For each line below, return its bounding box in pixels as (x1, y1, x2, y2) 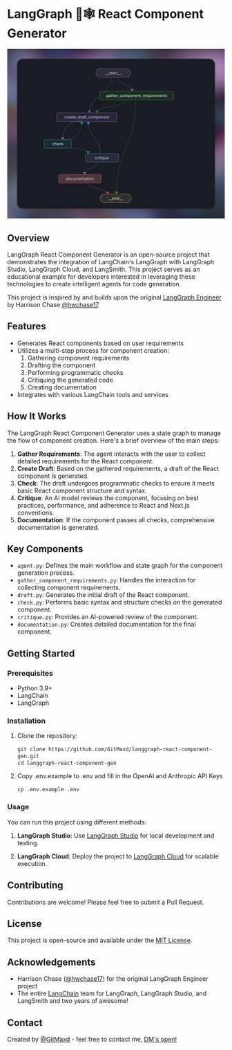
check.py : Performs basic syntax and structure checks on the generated (17, 598, 222, 607)
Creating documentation (27, 383, 97, 392)
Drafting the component (27, 361, 96, 369)
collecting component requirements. (17, 583, 121, 592)
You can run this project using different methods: (7, 818, 146, 826)
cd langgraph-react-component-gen (17, 759, 117, 767)
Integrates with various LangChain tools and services (17, 390, 169, 398)
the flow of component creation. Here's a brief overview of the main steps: (7, 436, 220, 444)
